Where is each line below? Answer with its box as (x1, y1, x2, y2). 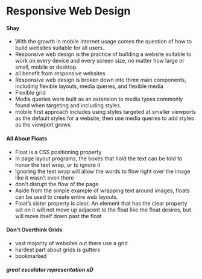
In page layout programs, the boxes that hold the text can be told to (14, 155, 183, 162)
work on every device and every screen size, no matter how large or (14, 57, 185, 64)
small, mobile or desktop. (14, 63, 78, 71)
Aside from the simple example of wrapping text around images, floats (14, 187, 190, 194)
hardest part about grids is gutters (14, 246, 101, 253)
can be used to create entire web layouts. (14, 193, 119, 200)
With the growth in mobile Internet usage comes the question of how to (14, 38, 192, 45)
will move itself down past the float (14, 212, 102, 219)
